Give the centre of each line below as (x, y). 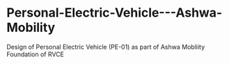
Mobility (31, 27)
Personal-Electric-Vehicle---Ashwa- (114, 13)
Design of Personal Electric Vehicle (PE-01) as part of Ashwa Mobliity (106, 47)
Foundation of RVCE (35, 54)
